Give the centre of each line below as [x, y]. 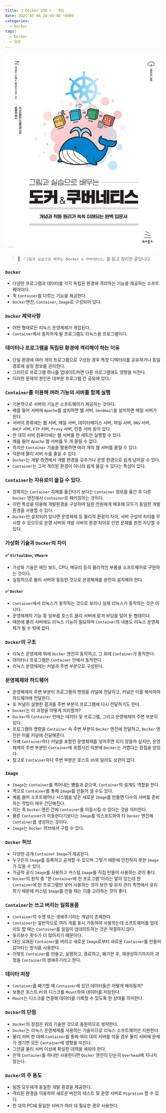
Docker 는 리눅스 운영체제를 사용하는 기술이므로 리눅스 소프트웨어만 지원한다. [86, 1030]
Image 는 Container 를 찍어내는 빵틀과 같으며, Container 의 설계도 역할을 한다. [86, 784]
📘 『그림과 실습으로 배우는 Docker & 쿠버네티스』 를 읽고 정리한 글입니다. [84, 259]
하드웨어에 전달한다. [31, 698]
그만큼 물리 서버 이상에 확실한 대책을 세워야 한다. [59, 1049]
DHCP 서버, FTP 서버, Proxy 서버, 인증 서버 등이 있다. [62, 429]
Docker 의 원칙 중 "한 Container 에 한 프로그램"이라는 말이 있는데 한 [77, 878]
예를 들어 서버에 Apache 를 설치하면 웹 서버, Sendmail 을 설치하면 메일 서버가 [84, 410]
